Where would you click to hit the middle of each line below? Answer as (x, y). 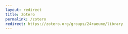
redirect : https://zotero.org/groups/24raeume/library (64, 24)
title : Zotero (20, 14)
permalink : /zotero (26, 19)
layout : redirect (24, 10)
